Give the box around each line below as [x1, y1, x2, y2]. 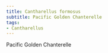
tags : [6, 19, 20, 25]
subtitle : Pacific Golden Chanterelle [6, 14, 102, 20]
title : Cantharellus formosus [6, 8, 81, 15]
